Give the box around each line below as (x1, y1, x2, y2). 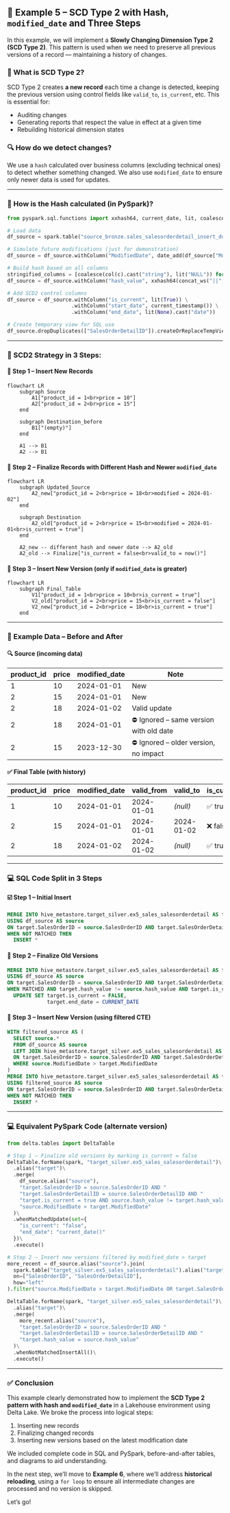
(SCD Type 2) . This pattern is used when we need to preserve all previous (7, 43, 216, 51)
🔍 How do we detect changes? (7, 143, 112, 153)
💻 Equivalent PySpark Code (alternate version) (7, 1122, 168, 1131)
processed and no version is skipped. (7, 1485, 113, 1493)
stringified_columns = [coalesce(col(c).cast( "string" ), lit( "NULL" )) (7, 271, 213, 278)
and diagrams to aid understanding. (7, 1457, 107, 1465)
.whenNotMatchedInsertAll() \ (13, 1349, 97, 1356)
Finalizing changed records (16, 1429, 94, 1437)
